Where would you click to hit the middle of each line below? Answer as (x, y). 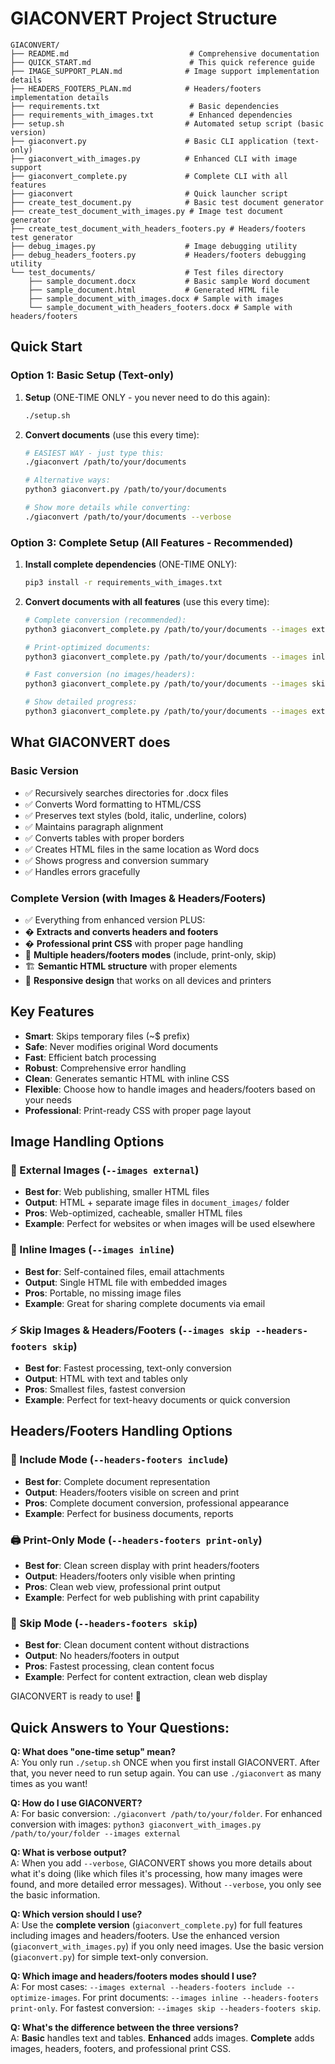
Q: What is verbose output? (68, 1853)
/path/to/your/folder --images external (96, 1834)
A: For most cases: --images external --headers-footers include (146, 1987)
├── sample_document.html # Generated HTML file (154, 290)
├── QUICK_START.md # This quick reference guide (162, 62)
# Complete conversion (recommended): (105, 620)
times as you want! (49, 1784)
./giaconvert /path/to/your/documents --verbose (128, 517)
